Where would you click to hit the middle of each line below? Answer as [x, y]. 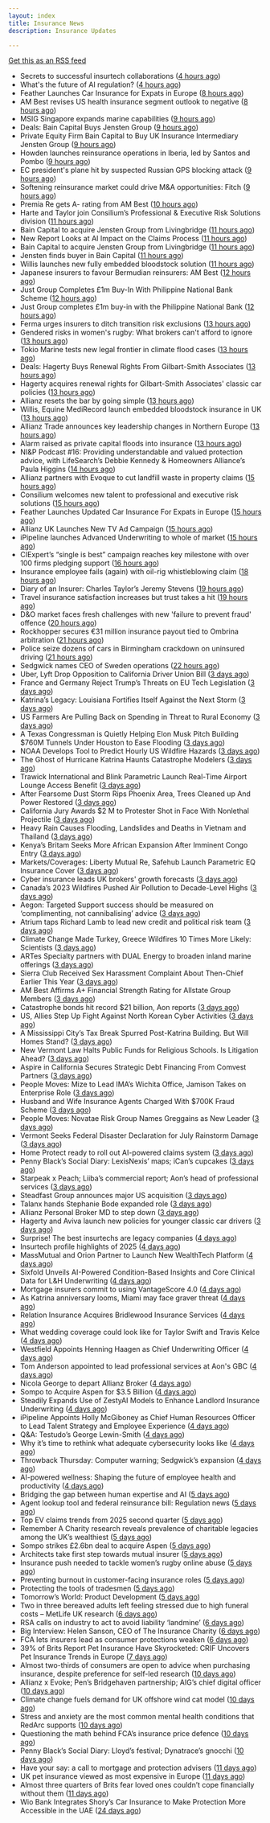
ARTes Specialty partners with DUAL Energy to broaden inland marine [135, 956]
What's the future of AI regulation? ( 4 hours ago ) [100, 84]
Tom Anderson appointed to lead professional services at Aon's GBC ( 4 [138, 1366]
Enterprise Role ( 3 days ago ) [67, 1093]
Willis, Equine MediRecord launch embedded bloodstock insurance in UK [141, 409]
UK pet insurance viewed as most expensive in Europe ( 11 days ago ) [133, 1776]
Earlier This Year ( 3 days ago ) [69, 982]
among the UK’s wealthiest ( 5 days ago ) [86, 1538]
